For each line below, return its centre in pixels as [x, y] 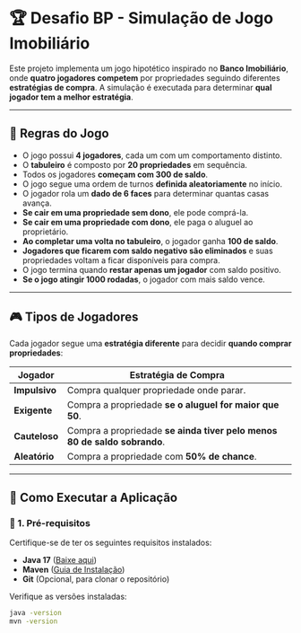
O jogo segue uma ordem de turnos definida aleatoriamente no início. [152, 184]
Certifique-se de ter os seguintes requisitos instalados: [111, 543]
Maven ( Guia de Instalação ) [73, 570]
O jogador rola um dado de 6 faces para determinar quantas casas [146, 193]
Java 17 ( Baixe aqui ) [59, 560]
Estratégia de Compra [177, 374]
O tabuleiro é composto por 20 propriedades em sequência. [135, 164]
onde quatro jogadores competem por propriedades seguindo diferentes [145, 77]
